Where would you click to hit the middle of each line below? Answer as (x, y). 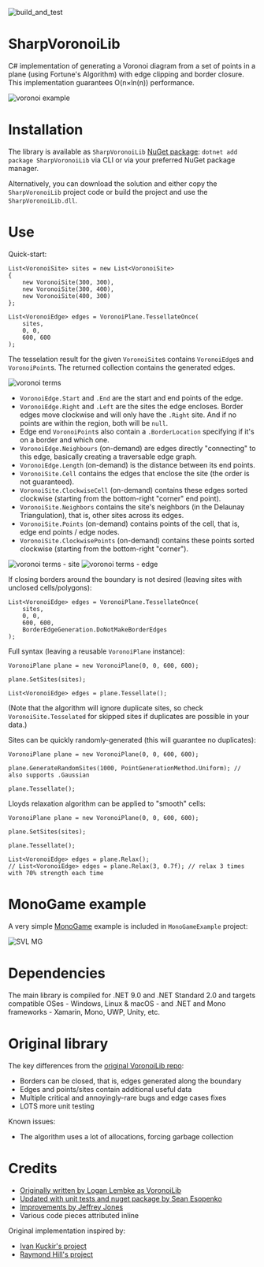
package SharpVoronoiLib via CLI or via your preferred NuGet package (122, 160)
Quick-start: (28, 254)
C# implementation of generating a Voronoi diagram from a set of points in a (132, 65)
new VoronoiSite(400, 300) (67, 296)
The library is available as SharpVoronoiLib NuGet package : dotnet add (123, 151)
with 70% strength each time (56, 873)
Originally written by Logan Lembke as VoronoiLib (100, 1190)
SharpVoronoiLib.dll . (43, 200)
